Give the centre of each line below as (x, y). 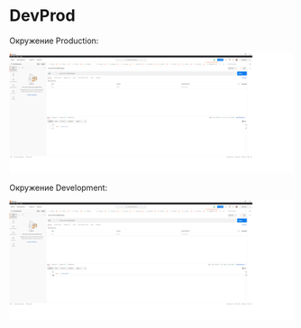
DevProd (42, 16)
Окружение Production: (54, 41)
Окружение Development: (59, 188)
